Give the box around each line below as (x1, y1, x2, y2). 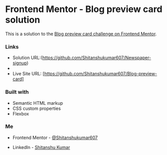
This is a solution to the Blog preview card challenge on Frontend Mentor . (5, 31, 157, 37)
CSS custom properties (12, 105, 61, 111)
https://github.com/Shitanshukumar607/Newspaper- (42, 55, 151, 61)
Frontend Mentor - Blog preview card (5, 4, 162, 15)
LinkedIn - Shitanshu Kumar (12, 144, 70, 150)
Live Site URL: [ (12, 71, 45, 77)
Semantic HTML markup (12, 100, 63, 106)
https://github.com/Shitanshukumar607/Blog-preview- (44, 71, 157, 77)
